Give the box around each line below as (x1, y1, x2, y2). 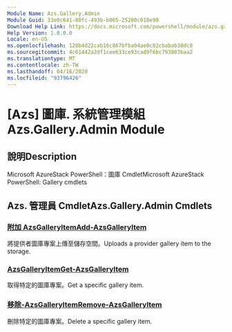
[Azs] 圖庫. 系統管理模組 (7, 107, 146, 122)
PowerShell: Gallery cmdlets (7, 178, 88, 187)
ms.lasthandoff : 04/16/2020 (7, 68, 88, 75)
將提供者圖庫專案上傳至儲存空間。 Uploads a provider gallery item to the (7, 239, 212, 248)
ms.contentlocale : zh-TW (7, 62, 79, 68)
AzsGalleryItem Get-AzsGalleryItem (7, 264, 129, 274)
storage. (7, 247, 31, 256)
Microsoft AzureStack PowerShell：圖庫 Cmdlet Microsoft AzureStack (7, 170, 204, 178)
